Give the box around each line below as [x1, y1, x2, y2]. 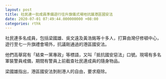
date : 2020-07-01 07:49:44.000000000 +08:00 [5, 16, 99, 21]
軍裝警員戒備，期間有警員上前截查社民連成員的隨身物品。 [5, 58, 122, 64]
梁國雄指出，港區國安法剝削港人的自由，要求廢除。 [5, 69, 110, 75]
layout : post [5, 7, 32, 12]
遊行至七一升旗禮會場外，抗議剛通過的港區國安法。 [5, 41, 110, 47]
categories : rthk [5, 21, 41, 26]
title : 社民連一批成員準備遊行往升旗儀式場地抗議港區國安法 [5, 12, 113, 17]
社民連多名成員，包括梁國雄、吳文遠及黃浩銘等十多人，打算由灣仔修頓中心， [5, 35, 162, 41]
